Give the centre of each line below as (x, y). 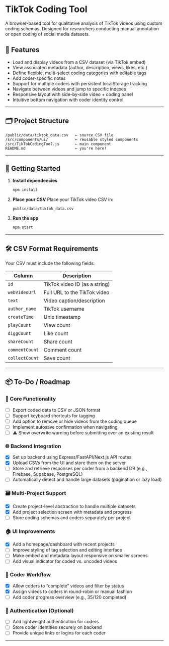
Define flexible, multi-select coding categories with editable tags (79, 73)
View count (57, 325)
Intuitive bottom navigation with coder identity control (68, 100)
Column (23, 275)
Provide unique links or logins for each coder (59, 633)
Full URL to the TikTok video (76, 292)
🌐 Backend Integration (33, 446)
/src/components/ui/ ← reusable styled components (72, 139)
